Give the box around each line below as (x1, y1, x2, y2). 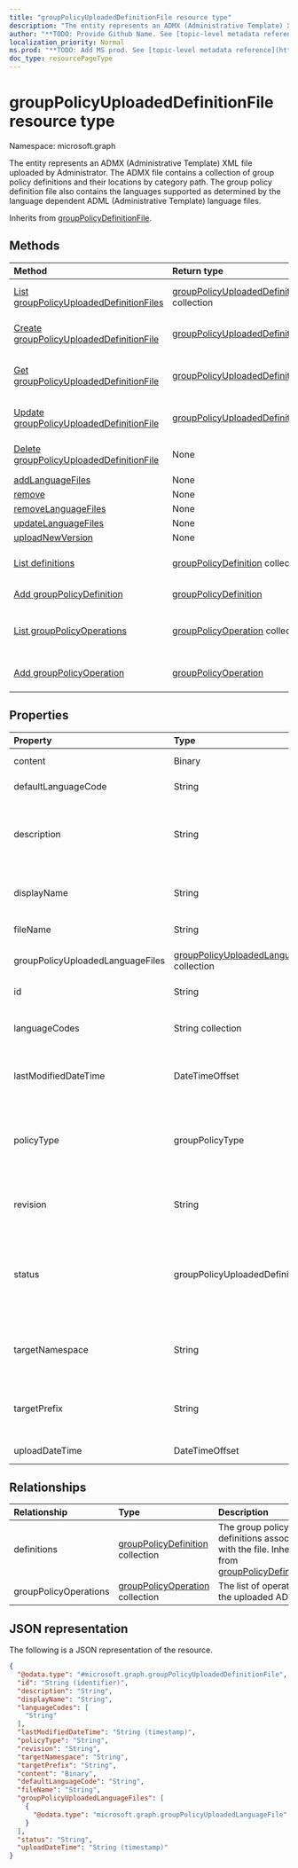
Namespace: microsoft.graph (9, 140, 116, 151)
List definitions (13, 556, 75, 569)
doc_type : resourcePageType (9, 54, 114, 63)
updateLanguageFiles (13, 516, 105, 529)
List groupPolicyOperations (13, 624, 127, 637)
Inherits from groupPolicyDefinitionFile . (9, 212, 153, 223)
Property (13, 734, 52, 746)
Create (13, 321, 43, 334)
